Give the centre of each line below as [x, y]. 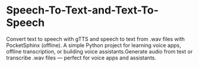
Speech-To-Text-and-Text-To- [83, 10]
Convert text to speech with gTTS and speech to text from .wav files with [96, 39]
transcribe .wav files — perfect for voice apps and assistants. [81, 58]
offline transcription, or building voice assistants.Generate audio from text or [99, 51]
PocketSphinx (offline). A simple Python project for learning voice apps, [94, 45]
